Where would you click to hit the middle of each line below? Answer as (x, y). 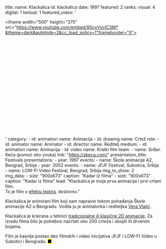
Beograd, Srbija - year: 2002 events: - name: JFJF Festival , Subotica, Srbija (82, 165)
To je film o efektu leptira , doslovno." (43, 192)
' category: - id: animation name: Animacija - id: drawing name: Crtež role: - (82, 139)
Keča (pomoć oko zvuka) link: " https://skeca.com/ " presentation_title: (76, 155)
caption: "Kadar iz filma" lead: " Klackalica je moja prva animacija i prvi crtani (83, 181)
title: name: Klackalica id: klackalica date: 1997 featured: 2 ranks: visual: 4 (80, 7)
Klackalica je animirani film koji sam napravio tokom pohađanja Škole (75, 201)
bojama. (13, 226)
